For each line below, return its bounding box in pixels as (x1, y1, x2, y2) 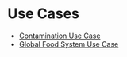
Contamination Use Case (18, 31, 101, 40)
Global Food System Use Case (18, 39, 119, 48)
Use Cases (7, 5, 80, 23)
